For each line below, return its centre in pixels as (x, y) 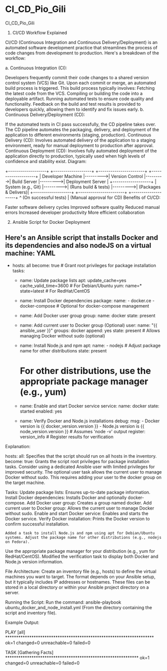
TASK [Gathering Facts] (29, 652)
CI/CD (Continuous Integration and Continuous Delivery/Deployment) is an (82, 42)
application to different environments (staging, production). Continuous (78, 135)
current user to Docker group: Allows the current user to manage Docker (80, 508)
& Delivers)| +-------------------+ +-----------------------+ (66, 192)
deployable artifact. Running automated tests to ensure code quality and (79, 99)
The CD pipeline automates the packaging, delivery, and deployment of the (82, 129)
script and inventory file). (31, 613)
